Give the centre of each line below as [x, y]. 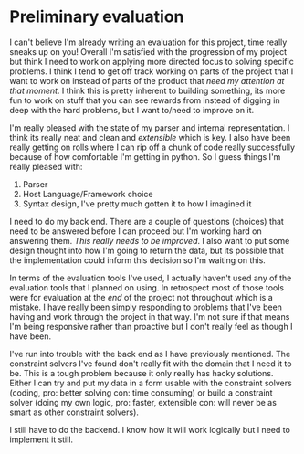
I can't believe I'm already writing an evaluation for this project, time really [148, 42]
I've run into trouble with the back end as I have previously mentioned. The [150, 354]
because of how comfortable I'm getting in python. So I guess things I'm [145, 156]
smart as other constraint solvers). [74, 412]
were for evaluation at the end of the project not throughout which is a [142, 297]
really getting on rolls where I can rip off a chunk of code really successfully [152, 147]
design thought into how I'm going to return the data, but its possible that [147, 250]
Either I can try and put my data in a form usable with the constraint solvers [151, 383]
